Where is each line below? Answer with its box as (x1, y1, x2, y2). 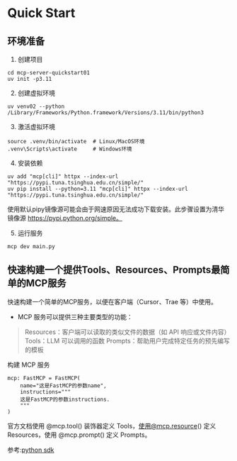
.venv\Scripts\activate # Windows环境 (7, 145, 132, 152)
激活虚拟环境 (17, 123, 55, 130)
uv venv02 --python (7, 103, 65, 110)
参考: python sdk (7, 445, 54, 454)
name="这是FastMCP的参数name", (20, 382, 108, 389)
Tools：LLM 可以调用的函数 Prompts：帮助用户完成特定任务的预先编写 (24, 336, 230, 345)
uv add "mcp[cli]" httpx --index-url (7, 173, 119, 180)
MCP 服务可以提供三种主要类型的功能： (17, 312, 133, 321)
